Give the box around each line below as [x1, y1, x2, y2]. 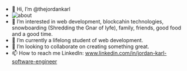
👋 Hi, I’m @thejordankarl [11, 6, 71, 12]
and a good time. [11, 31, 53, 38]
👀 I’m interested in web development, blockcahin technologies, [11, 18, 164, 25]
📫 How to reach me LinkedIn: [11, 50, 84, 56]
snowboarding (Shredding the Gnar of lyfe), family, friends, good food [11, 24, 181, 31]
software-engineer [11, 58, 58, 65]
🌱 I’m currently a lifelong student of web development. [11, 37, 143, 43]
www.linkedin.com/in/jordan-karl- [85, 50, 167, 56]
